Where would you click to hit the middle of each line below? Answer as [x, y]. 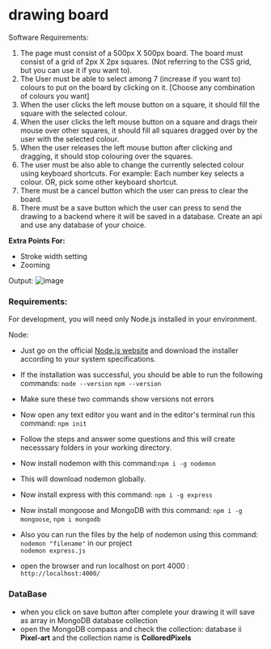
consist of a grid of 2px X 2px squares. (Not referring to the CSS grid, [136, 62]
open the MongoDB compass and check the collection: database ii [131, 629]
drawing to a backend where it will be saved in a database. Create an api [141, 216]
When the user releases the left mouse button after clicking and [126, 147]
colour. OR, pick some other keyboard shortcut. [99, 182]
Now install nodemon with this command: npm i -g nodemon [118, 464]
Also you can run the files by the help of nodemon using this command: [139, 535]
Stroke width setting [53, 256]
